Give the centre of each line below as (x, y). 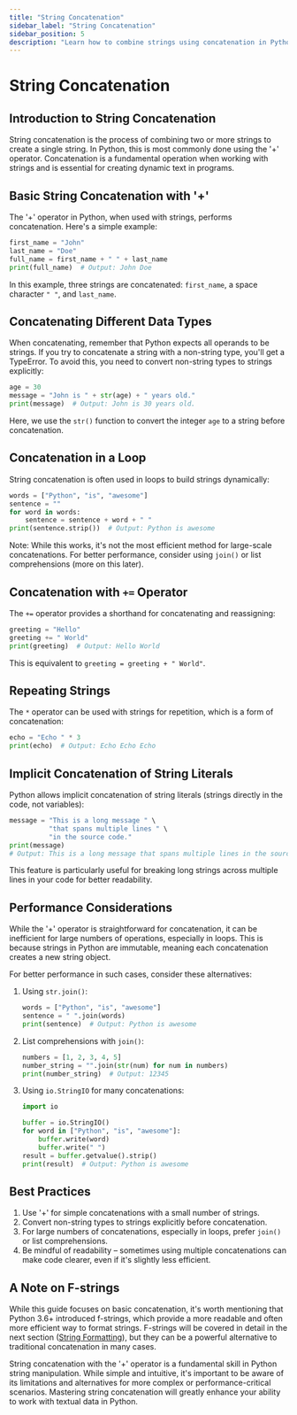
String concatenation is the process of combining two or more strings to (140, 140)
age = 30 (25, 387)
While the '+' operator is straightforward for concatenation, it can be (133, 929)
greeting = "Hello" (45, 630)
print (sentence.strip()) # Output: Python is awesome (112, 529)
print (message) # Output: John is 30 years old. (103, 404)
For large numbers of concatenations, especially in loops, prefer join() (151, 1232)
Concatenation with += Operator (99, 592)
